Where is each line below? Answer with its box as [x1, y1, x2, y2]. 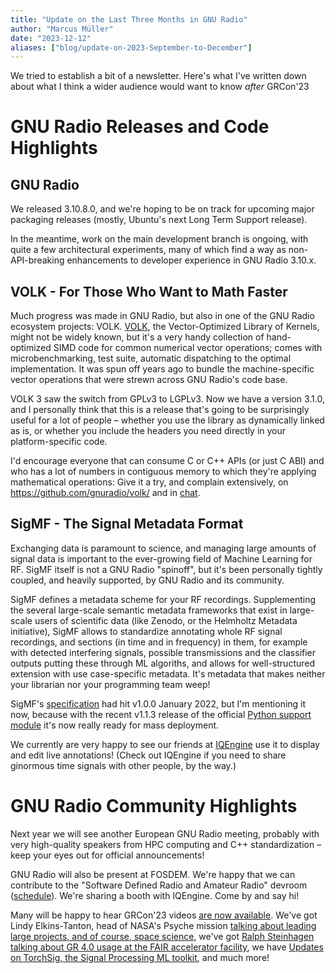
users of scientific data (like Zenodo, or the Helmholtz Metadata [34, 614, 298, 626]
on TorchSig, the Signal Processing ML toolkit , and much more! [10, 951, 270, 963]
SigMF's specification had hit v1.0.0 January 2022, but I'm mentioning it [10, 697, 307, 710]
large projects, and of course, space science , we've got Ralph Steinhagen [10, 930, 315, 942]
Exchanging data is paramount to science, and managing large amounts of [10, 542, 317, 554]
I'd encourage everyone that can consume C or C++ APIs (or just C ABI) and [10, 455, 325, 467]
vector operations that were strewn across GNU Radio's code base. [10, 374, 288, 386]
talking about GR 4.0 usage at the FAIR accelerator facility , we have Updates [10, 941, 324, 953]
